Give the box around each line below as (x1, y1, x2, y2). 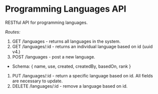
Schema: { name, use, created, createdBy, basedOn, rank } (12, 63, 131, 69)
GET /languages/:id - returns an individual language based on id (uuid (12, 43, 153, 49)
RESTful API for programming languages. (5, 19, 88, 25)
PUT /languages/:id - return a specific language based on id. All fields (12, 73, 153, 78)
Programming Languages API (5, 3, 126, 15)
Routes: (5, 29, 21, 35)
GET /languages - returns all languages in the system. (12, 38, 121, 44)
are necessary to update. (12, 78, 63, 84)
